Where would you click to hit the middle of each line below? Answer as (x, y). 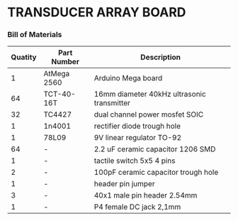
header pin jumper (124, 184)
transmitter (112, 103)
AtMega (57, 74)
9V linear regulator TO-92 (138, 138)
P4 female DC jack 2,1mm (137, 207)
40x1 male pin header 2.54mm (146, 195)
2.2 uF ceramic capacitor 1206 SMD (155, 149)
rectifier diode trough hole (137, 126)
